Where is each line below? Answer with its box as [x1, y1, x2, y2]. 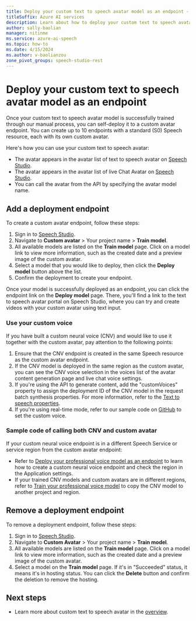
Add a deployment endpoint [6, 204, 110, 214]
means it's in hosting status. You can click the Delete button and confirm [14, 569, 190, 577]
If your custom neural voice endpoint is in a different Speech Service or [6, 440, 178, 447]
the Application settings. [14, 469, 73, 477]
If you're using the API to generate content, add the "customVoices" [14, 381, 178, 388]
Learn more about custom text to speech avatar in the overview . [14, 608, 169, 615]
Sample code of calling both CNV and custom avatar [6, 427, 157, 435]
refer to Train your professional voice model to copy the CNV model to [14, 482, 184, 489]
